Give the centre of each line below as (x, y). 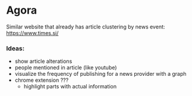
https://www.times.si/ (32, 33)
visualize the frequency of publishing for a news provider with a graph (100, 74)
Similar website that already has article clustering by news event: (86, 27)
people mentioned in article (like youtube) (66, 68)
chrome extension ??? (42, 80)
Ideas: (15, 48)
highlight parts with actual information (70, 87)
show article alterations (43, 61)
